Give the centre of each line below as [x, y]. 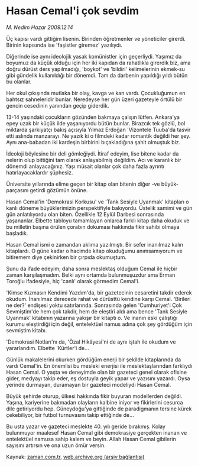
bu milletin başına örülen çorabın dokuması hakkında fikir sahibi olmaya [93, 226]
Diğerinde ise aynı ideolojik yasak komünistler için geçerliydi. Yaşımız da [94, 56]
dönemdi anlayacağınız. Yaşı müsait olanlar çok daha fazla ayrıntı [85, 166]
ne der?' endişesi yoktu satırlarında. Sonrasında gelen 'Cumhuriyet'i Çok [94, 305]
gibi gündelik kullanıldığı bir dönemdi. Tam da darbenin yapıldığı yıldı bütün [97, 75]
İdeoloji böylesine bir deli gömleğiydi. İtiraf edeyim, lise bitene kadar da [92, 153]
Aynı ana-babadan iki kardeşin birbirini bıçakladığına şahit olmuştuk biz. [93, 142]
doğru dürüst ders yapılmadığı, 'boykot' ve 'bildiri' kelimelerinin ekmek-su [95, 69]
